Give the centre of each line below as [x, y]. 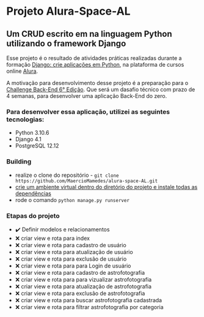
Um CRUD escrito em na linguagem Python [89, 34]
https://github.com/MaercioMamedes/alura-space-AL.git [86, 181]
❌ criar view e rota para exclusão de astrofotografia [80, 293]
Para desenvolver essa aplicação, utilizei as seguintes [88, 111]
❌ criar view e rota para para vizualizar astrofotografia [83, 279]
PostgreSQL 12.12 [37, 146]
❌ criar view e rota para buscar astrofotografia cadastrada [89, 300]
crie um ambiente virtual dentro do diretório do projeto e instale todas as [106, 187]
